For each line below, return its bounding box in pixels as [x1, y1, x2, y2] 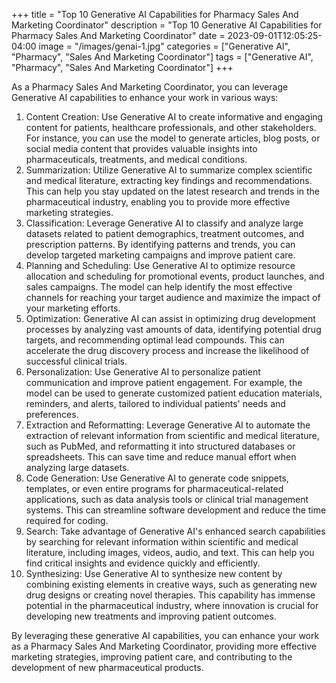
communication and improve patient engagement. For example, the [25, 377, 303, 388]
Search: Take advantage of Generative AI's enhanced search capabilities [25, 525, 326, 537]
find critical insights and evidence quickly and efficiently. [25, 557, 261, 569]
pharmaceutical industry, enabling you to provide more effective [25, 196, 291, 208]
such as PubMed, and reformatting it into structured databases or [25, 440, 296, 452]
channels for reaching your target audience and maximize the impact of [25, 292, 321, 303]
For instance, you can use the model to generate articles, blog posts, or [25, 132, 321, 144]
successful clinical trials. [25, 355, 128, 367]
